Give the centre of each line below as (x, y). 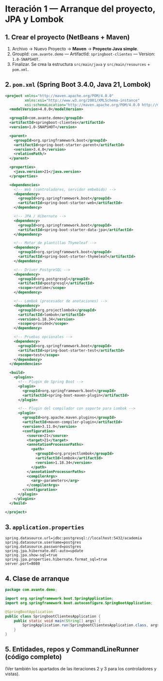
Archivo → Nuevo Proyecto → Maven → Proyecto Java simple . (75, 49)
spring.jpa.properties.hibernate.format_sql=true (56, 559)
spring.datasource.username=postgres (43, 543)
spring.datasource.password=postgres (43, 547)
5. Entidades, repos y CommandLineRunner (72, 649)
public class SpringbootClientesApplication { (53, 616)
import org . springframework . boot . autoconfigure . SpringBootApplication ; (79, 603)
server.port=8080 (23, 564)
